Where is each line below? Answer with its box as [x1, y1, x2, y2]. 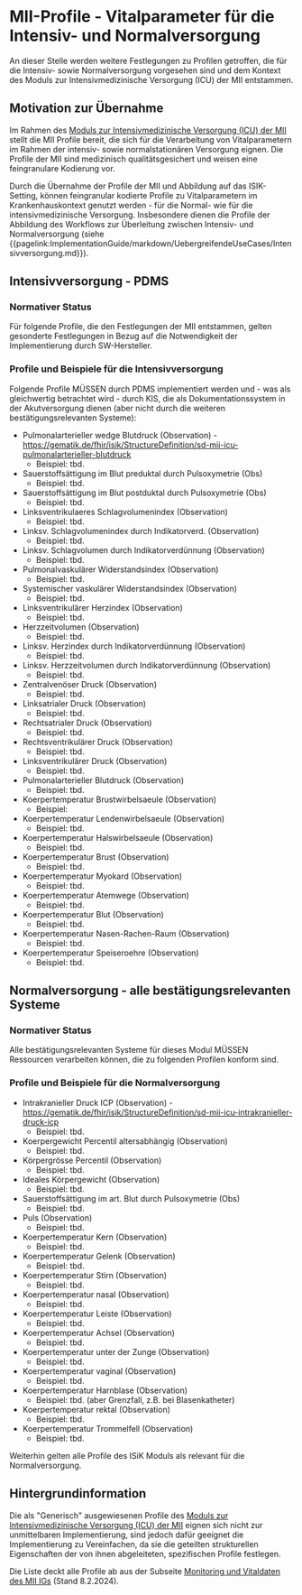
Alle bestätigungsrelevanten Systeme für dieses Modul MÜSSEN [9, 1045, 249, 1056]
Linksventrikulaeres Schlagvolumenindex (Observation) [22, 506, 228, 517]
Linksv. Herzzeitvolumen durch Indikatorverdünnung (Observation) [22, 659, 271, 670]
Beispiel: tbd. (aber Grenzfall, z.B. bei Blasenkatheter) [35, 1394, 235, 1405]
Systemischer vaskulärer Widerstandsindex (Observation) [22, 583, 237, 594]
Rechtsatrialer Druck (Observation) [22, 717, 152, 728]
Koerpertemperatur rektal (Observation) [22, 1404, 171, 1415]
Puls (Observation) [22, 1212, 93, 1223]
